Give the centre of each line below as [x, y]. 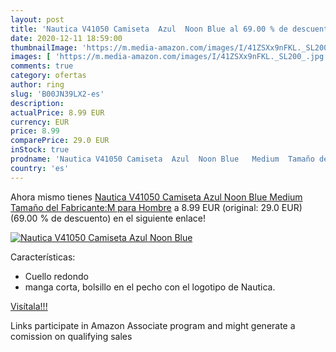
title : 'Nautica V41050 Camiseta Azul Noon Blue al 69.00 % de [149, 29]
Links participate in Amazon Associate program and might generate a [153, 325]
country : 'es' [40, 168]
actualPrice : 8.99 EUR [57, 112]
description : [37, 103]
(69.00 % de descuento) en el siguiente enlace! [108, 218]
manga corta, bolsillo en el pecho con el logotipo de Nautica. [150, 287]
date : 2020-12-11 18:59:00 [66, 38]
